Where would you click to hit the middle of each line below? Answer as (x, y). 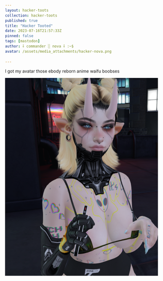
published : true (21, 20)
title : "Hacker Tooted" (29, 26)
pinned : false (19, 36)
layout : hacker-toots (27, 10)
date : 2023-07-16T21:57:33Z (33, 31)
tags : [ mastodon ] (23, 41)
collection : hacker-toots (31, 15)
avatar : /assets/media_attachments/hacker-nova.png (58, 51)
